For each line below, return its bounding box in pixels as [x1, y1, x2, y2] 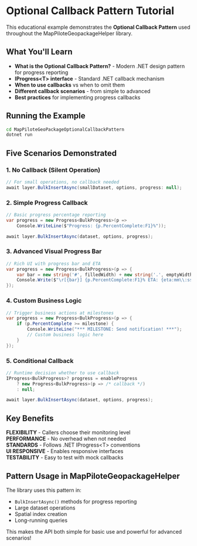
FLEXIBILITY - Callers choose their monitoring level [6, 429, 131, 436]
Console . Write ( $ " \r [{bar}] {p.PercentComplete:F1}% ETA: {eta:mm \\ [16, 277, 185, 283]
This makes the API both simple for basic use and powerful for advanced [6, 528, 182, 535]
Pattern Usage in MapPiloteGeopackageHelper [6, 471, 180, 481]
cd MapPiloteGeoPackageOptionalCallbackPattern [6, 126, 125, 132]
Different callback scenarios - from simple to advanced [14, 87, 151, 95]
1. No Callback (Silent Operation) [6, 166, 101, 174]
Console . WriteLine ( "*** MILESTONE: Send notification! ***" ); [27, 327, 182, 332]
